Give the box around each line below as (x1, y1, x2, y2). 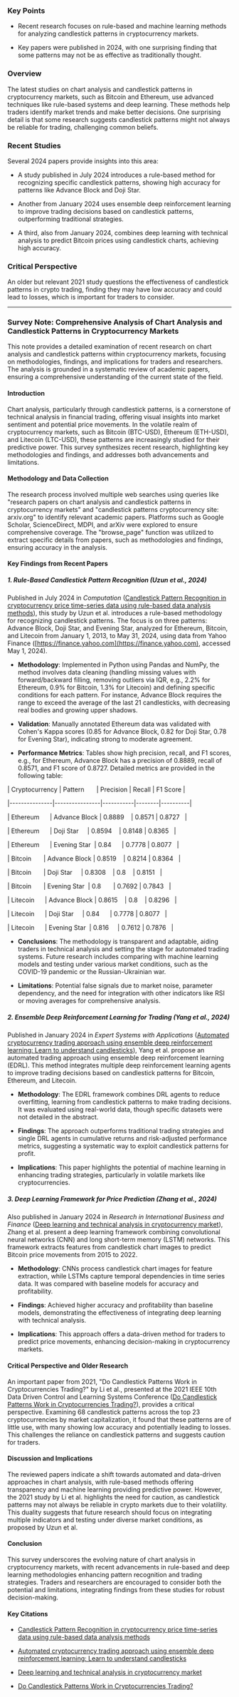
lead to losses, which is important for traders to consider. (7, 293, 175, 302)
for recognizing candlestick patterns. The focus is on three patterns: (7, 616, 208, 625)
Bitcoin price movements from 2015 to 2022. (7, 1251, 138, 1259)
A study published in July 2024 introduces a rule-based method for (17, 170, 216, 179)
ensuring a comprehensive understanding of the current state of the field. (7, 373, 223, 381)
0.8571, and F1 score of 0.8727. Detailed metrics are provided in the (17, 764, 216, 772)
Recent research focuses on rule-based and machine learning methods (17, 22, 227, 31)
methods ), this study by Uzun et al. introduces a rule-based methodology (7, 609, 223, 617)
